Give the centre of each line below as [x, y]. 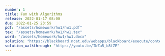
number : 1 [15, 9]
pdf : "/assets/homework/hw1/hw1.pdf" [44, 28]
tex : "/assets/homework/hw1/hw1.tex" [44, 32]
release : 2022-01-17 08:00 [33, 19]
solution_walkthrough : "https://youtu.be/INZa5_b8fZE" [62, 46]
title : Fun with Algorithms [34, 14]
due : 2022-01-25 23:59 [28, 23]
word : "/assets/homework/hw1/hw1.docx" [46, 37]
